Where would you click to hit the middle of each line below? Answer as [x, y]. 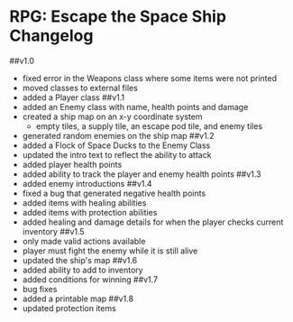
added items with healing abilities [84, 202]
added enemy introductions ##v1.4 [87, 183]
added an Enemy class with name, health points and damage [135, 106]
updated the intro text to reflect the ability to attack [117, 154]
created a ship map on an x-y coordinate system [112, 116]
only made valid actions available [84, 241]
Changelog [51, 36]
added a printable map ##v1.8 [78, 299]
